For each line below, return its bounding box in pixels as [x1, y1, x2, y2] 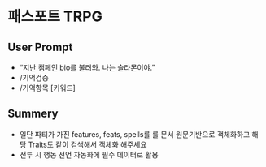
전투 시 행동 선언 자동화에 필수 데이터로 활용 [19, 149, 159, 159]
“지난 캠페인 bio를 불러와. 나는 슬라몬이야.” [19, 62, 155, 72]
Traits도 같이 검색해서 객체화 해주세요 [28, 139, 147, 149]
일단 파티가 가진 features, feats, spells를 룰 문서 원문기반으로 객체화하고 [19, 129, 251, 139]
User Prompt [7, 40, 73, 54]
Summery [7, 107, 59, 121]
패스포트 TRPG [7, 7, 102, 26]
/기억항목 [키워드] [19, 83, 76, 92]
